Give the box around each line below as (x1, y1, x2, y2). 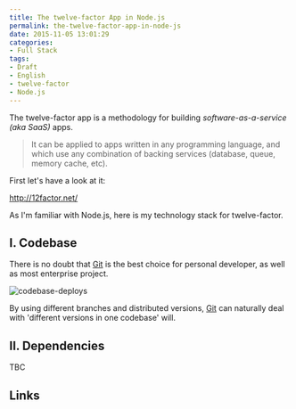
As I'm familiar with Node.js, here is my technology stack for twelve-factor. (9, 209, 284, 220)
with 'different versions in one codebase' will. (9, 313, 177, 323)
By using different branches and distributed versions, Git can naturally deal (9, 303, 284, 314)
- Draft (9, 63, 38, 72)
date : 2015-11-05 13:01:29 (9, 29, 110, 38)
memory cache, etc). (30, 158, 109, 168)
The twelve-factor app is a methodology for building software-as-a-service (9, 112, 287, 123)
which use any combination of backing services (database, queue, (30, 148, 276, 159)
